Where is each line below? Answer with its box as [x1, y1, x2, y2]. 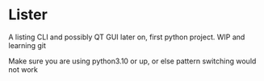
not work [8, 64, 38, 74]
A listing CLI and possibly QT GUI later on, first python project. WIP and [8, 32, 245, 42]
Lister [8, 6, 48, 24]
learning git [8, 40, 47, 50]
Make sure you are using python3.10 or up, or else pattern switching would [8, 56, 257, 66]
